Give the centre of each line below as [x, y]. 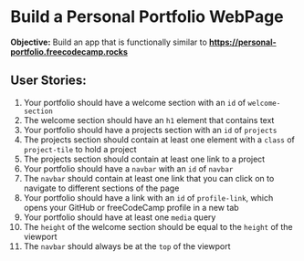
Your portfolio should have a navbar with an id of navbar [128, 168]
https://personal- [243, 42]
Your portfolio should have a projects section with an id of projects [150, 130]
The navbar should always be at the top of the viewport [127, 246]
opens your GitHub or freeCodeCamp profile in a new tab [131, 207]
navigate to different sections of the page [101, 188]
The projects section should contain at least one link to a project [144, 159]
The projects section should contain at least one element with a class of [159, 140]
